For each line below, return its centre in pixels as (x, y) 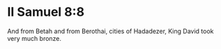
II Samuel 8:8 (46, 12)
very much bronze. (34, 38)
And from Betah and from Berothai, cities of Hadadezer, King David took (110, 31)
